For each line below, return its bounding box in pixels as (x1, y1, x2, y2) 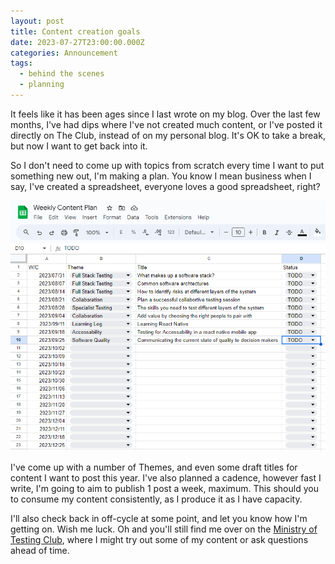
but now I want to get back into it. (10, 140, 148, 152)
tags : (10, 58, 33, 69)
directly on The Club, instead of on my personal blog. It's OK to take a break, (10, 129, 326, 141)
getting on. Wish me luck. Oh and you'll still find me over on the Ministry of (10, 523, 318, 535)
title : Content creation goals (10, 26, 141, 37)
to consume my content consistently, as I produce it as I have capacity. (10, 493, 303, 505)
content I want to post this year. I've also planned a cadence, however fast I (10, 472, 322, 484)
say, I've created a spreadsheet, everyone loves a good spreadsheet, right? (10, 180, 321, 192)
